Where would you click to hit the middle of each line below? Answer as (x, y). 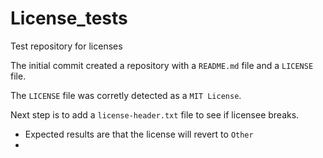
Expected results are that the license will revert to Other (139, 134)
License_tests (69, 18)
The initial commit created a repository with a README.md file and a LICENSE (162, 65)
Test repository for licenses (66, 46)
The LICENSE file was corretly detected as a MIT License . (126, 95)
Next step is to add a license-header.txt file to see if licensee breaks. (155, 114)
